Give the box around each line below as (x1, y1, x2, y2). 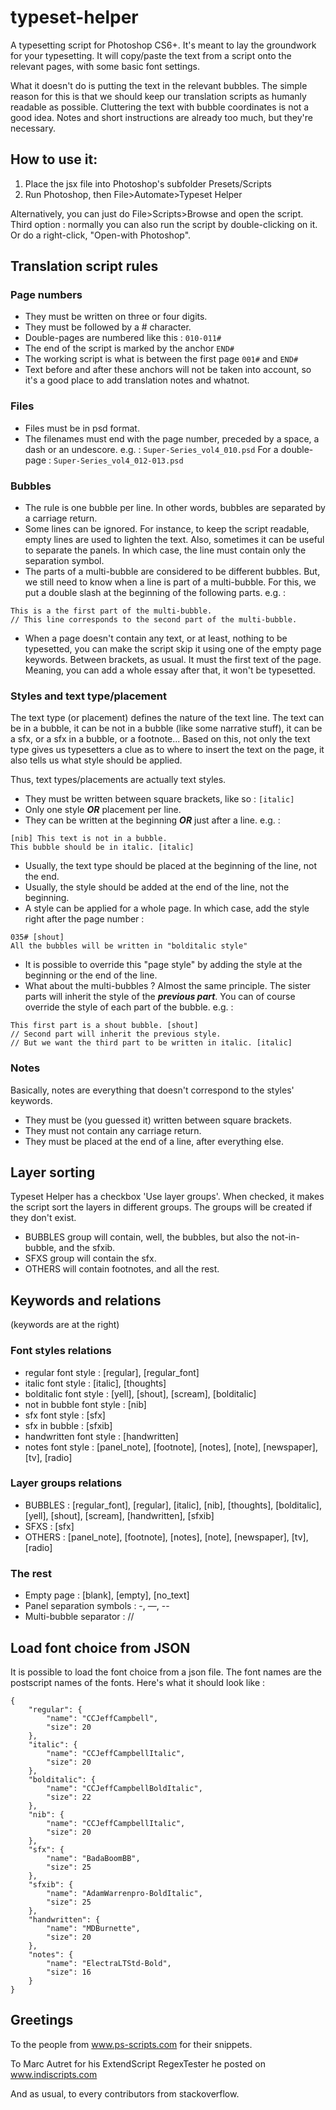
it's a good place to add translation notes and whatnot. (24, 374, 250, 386)
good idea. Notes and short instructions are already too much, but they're (10, 111, 313, 123)
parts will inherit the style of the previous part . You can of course (24, 991, 296, 1003)
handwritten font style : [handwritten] (24, 1430, 179, 1442)
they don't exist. (10, 1212, 77, 1224)
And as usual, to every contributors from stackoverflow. (10, 2087, 240, 2100)
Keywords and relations (10, 1292, 162, 1309)
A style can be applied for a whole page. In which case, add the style (24, 902, 310, 915)
